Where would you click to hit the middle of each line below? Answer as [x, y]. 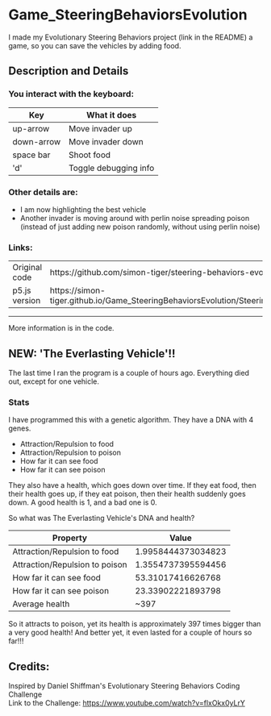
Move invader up [100, 128]
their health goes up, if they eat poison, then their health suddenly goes [127, 494]
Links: [21, 248]
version [27, 301]
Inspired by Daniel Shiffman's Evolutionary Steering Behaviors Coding [124, 686]
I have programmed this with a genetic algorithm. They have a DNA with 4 [131, 420]
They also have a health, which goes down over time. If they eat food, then [132, 485]
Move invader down [106, 141]
